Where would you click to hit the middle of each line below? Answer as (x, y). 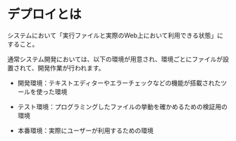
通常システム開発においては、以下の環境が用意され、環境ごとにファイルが (115, 59)
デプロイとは (45, 14)
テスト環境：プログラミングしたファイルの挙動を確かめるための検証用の (122, 106)
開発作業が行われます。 (71, 68)
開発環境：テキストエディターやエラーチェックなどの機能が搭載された (119, 82)
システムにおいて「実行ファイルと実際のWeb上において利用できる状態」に (116, 35)
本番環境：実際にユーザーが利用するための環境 (85, 130)
